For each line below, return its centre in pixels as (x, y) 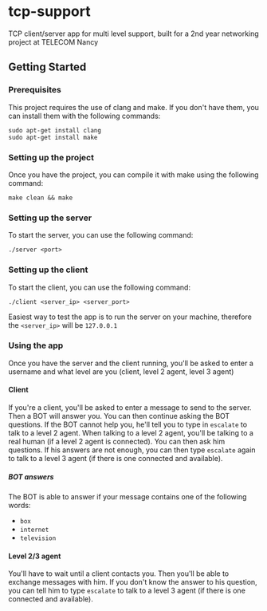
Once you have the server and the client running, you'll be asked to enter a (131, 363)
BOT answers (31, 476)
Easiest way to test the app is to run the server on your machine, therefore (130, 317)
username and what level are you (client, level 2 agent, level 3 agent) (121, 371)
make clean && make (41, 198)
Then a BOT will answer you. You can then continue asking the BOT (119, 416)
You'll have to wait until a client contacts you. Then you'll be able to (119, 574)
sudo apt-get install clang (55, 130)
